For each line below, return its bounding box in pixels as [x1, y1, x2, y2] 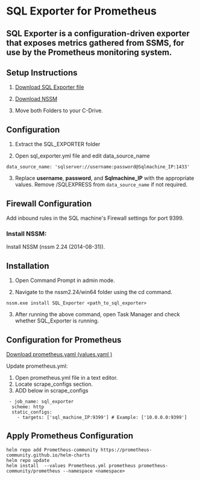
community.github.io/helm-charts [6, 452, 90, 458]
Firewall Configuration [6, 198, 92, 209]
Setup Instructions [6, 68, 78, 78]
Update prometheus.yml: [6, 362, 68, 370]
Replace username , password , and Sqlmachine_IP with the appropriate [14, 174, 195, 182]
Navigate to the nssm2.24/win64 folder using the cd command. [14, 289, 173, 296]
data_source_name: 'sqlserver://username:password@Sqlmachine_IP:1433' [6, 164, 190, 170]
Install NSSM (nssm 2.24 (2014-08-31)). [6, 243, 105, 251]
